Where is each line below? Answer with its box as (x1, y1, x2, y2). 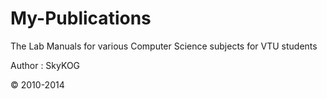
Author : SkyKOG (10, 59, 81, 71)
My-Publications (10, 7, 152, 30)
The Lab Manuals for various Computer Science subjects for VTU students (10, 40, 318, 52)
